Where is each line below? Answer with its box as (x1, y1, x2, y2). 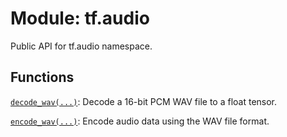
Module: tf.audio (10, 7, 150, 30)
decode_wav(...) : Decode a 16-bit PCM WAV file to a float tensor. (10, 95, 278, 107)
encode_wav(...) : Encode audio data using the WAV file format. (10, 115, 270, 127)
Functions (10, 69, 75, 86)
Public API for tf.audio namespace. (10, 40, 153, 52)
